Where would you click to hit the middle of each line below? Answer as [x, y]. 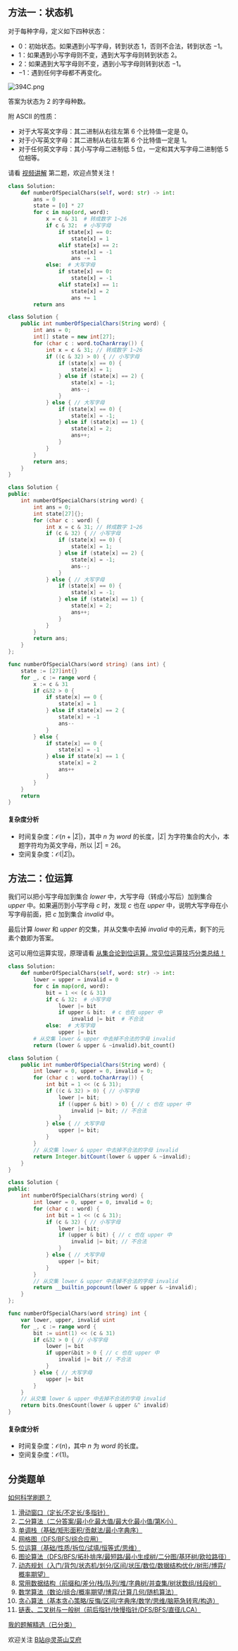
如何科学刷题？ [30, 1498]
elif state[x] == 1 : [88, 285]
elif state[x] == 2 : [88, 245]
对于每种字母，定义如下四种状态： [57, 31]
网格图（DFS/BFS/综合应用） [60, 1539]
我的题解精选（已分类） [42, 1625]
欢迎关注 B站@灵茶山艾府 [45, 1640]
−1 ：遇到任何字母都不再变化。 [62, 72]
